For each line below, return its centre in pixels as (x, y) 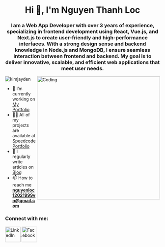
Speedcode (24, 141)
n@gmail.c (24, 201)
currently (21, 94)
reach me (22, 185)
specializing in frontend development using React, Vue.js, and (82, 31)
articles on (23, 167)
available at (24, 136)
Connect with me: (27, 218)
